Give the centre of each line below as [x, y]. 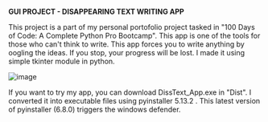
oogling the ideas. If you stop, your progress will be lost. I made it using [127, 53]
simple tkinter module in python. [62, 61]
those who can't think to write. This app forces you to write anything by [127, 44]
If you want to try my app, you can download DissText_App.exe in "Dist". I [130, 92]
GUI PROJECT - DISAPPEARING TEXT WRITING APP [97, 12]
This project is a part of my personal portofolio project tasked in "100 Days [132, 27]
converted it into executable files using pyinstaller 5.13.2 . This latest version [134, 101]
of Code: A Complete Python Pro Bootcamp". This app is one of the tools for [134, 36]
